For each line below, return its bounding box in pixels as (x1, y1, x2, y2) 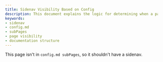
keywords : (5, 16, 25, 21)
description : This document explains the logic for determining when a (5, 12, 153, 16)
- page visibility (5, 34, 42, 39)
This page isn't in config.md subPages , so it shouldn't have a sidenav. (5, 51, 143, 57)
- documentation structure (5, 38, 60, 43)
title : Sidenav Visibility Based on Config (5, 7, 95, 12)
